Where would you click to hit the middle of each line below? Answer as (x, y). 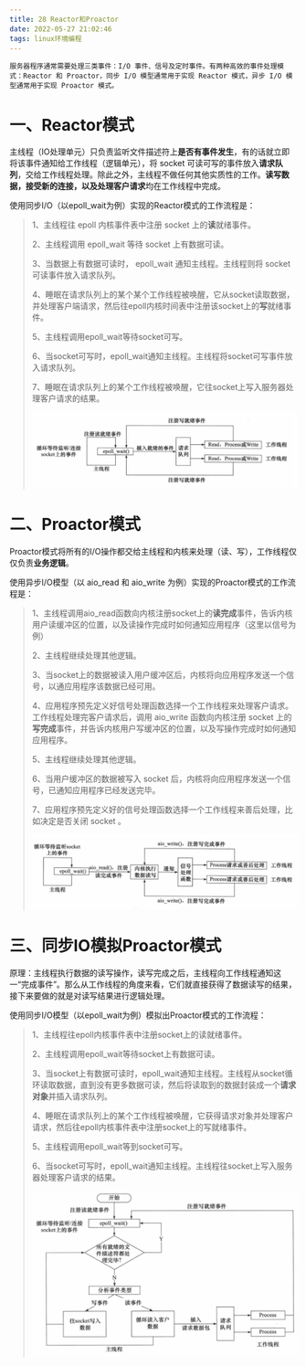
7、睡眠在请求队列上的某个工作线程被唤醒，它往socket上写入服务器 (158, 387)
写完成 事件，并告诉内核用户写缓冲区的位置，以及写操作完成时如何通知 (164, 729)
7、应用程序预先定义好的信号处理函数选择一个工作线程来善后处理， (158, 810)
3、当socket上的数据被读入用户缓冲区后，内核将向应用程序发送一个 (159, 675)
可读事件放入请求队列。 (76, 275)
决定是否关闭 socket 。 (83, 821)
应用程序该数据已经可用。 (112, 686)
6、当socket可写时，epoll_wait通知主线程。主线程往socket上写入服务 (162, 1166)
